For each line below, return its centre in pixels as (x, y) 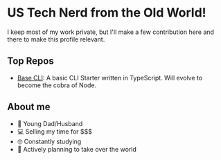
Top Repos (30, 61)
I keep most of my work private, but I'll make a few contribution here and (111, 32)
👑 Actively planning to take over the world (77, 149)
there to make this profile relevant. (56, 39)
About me (29, 107)
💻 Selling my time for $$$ (54, 131)
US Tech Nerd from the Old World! (107, 13)
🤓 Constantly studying (49, 141)
